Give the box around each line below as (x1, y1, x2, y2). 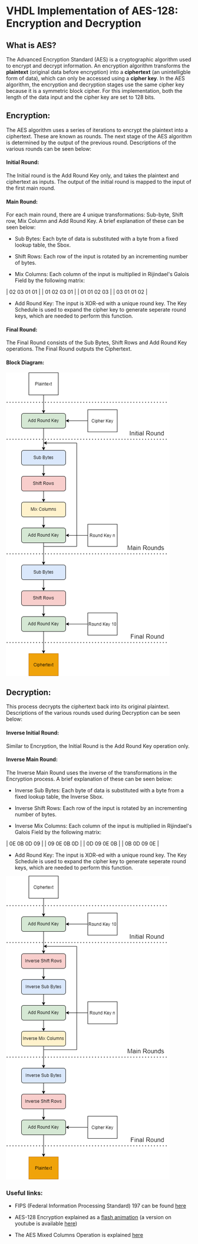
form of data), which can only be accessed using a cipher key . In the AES (6, 75, 185, 82)
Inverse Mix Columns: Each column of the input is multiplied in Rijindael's (14, 822, 192, 829)
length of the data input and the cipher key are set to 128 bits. (6, 93, 156, 101)
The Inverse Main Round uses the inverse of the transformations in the (6, 769, 177, 776)
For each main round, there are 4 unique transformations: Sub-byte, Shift (6, 211, 184, 218)
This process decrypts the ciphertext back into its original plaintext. (6, 703, 170, 710)
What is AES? (6, 40, 57, 50)
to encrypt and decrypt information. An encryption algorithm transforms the (6, 62, 190, 69)
